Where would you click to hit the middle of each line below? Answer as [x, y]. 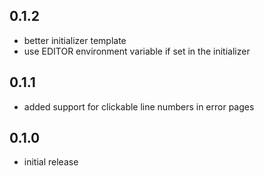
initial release [51, 162]
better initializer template [75, 40]
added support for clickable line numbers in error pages [139, 106]
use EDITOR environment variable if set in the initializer [137, 51]
